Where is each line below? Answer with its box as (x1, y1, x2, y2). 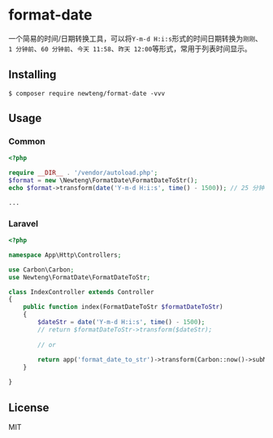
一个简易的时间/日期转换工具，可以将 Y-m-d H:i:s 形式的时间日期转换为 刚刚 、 (8, 33, 262, 43)
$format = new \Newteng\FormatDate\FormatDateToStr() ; (8, 176, 198, 184)
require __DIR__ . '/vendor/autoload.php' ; (8, 169, 158, 177)
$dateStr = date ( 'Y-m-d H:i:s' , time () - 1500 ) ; (37, 319, 206, 327)
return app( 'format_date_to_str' (37, 356, 151, 364)
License (8, 401, 50, 414)
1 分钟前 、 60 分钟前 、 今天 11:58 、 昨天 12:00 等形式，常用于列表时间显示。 (8, 43, 252, 54)
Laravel (8, 218, 39, 229)
